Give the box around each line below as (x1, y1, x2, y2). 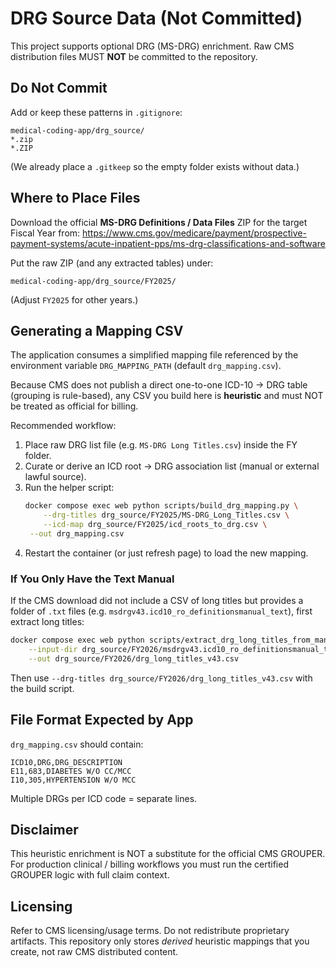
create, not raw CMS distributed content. (10, 946, 179, 958)
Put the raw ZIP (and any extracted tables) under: (10, 257, 214, 269)
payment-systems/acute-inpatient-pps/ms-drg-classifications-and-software (10, 237, 326, 249)
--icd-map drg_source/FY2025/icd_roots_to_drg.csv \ (43, 520, 268, 530)
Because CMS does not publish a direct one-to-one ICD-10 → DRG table (10, 379, 308, 391)
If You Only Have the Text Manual (10, 572, 175, 586)
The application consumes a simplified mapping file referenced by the (10, 349, 299, 361)
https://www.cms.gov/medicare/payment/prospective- (82, 227, 307, 239)
